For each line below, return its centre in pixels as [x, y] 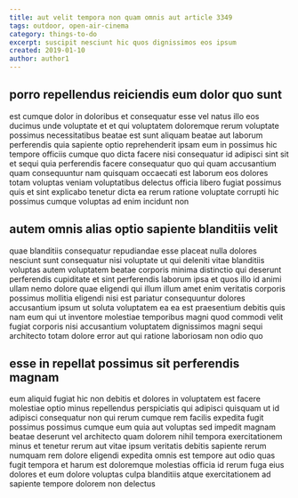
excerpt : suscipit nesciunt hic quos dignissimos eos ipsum [123, 42]
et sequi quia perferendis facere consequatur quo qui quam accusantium [143, 163]
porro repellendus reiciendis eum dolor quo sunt [146, 95]
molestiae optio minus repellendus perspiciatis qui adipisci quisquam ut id [145, 408]
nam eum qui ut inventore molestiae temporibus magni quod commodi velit [146, 317]
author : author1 [39, 59]
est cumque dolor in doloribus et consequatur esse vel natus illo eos [134, 116]
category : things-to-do [53, 34]
